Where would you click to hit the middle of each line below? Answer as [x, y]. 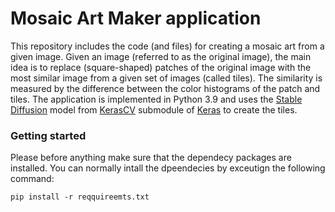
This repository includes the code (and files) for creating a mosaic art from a [167, 46]
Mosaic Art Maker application [136, 18]
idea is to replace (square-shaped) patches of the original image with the [161, 67]
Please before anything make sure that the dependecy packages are [151, 158]
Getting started [48, 135]
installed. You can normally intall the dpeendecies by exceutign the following [168, 168]
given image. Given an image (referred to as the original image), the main [161, 56]
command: [32, 179]
